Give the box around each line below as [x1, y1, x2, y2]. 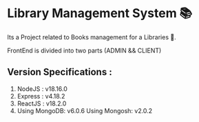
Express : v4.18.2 [17, 92, 65, 100]
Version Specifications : [7, 66, 112, 78]
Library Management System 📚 [7, 6, 193, 21]
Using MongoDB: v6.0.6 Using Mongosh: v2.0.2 [17, 106, 153, 114]
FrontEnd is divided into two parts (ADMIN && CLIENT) [7, 46, 162, 54]
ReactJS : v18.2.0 [17, 99, 67, 108]
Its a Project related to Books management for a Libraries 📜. [7, 32, 177, 41]
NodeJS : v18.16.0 [17, 84, 67, 93]
